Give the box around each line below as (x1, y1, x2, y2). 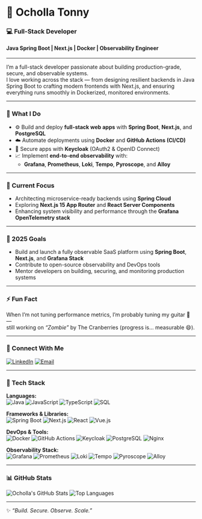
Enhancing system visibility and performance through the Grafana (14, 207, 179, 215)
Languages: (6, 392, 37, 399)
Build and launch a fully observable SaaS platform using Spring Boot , (14, 248, 187, 256)
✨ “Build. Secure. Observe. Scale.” (6, 507, 93, 514)
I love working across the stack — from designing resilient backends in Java (6, 76, 195, 84)
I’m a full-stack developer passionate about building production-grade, (6, 63, 182, 71)
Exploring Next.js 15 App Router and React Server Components (14, 201, 176, 208)
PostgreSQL (14, 129, 46, 137)
